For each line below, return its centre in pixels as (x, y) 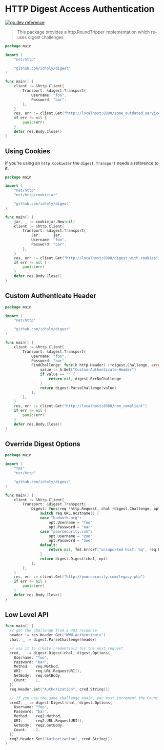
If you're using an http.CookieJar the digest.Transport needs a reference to (82, 163)
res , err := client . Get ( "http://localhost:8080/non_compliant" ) (81, 406)
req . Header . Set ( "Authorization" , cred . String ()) (60, 689)
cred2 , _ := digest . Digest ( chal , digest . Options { (61, 703)
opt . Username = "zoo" (71, 536)
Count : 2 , (27, 730)
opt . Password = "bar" (71, 527)
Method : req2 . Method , (38, 716)
